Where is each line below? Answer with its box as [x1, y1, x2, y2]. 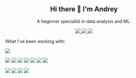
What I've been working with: [5, 38, 65, 44]
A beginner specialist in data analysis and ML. [36, 18, 131, 24]
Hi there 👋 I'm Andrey [50, 5, 118, 13]
